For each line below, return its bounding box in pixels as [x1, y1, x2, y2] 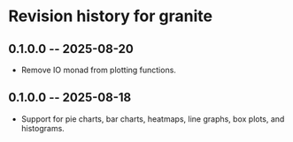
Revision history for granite [8, 6, 213, 26]
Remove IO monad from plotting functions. [20, 64, 176, 75]
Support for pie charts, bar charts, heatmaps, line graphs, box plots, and [20, 113, 285, 124]
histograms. [20, 123, 66, 133]
